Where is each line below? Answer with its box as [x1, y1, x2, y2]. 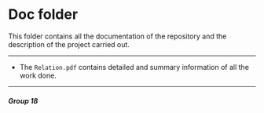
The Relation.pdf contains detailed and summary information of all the [19, 62, 250, 71]
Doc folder [8, 5, 79, 24]
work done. [19, 71, 57, 80]
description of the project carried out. [8, 39, 130, 49]
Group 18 [8, 96, 38, 105]
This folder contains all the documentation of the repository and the [8, 31, 227, 41]
